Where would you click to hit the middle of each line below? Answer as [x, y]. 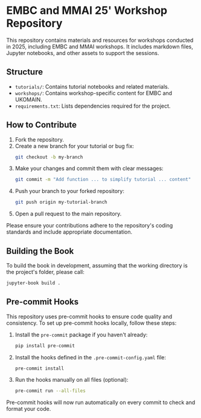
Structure [25, 72]
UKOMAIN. [28, 99]
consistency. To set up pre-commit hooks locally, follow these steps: [91, 323]
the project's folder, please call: [45, 272]
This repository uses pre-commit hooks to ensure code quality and [89, 316]
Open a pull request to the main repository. [68, 214]
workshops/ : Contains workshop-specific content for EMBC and [94, 93]
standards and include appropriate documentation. [69, 232]
